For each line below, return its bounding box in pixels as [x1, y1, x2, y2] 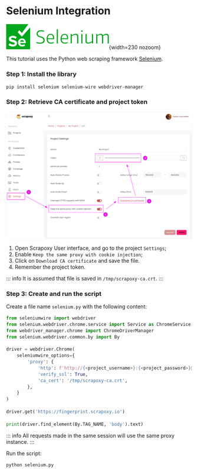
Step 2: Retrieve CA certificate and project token [6, 98, 148, 106]
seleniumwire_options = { [16, 353, 75, 359]
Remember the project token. [14, 263, 86, 270]
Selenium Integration [6, 4, 111, 18]
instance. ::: [6, 438, 35, 445]
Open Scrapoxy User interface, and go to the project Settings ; [14, 244, 167, 251]
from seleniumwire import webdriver [6, 315, 96, 321]
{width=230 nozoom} [108, 43, 161, 51]
